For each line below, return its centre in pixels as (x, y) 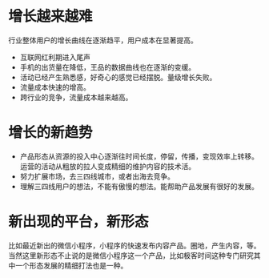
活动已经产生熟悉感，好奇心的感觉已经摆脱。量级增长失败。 (118, 77)
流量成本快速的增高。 (55, 87)
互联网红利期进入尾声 (55, 57)
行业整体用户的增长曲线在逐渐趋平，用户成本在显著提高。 (103, 40)
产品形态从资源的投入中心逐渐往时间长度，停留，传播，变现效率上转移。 (139, 156)
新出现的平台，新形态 (79, 222)
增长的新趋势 (51, 133)
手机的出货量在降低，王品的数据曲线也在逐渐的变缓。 (108, 67)
